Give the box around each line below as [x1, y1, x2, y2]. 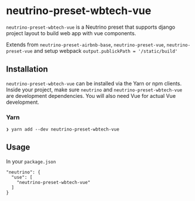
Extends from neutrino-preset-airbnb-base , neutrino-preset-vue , [6, 41, 166, 48]
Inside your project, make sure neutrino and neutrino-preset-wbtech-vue [6, 86, 183, 93]
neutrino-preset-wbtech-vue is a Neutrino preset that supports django [6, 23, 176, 30]
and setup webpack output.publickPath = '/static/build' [33, 47, 178, 54]
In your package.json [6, 158, 56, 165]
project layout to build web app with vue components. [6, 29, 136, 36]
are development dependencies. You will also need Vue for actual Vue [6, 92, 176, 99]
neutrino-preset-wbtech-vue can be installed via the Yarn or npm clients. [6, 80, 182, 87]
